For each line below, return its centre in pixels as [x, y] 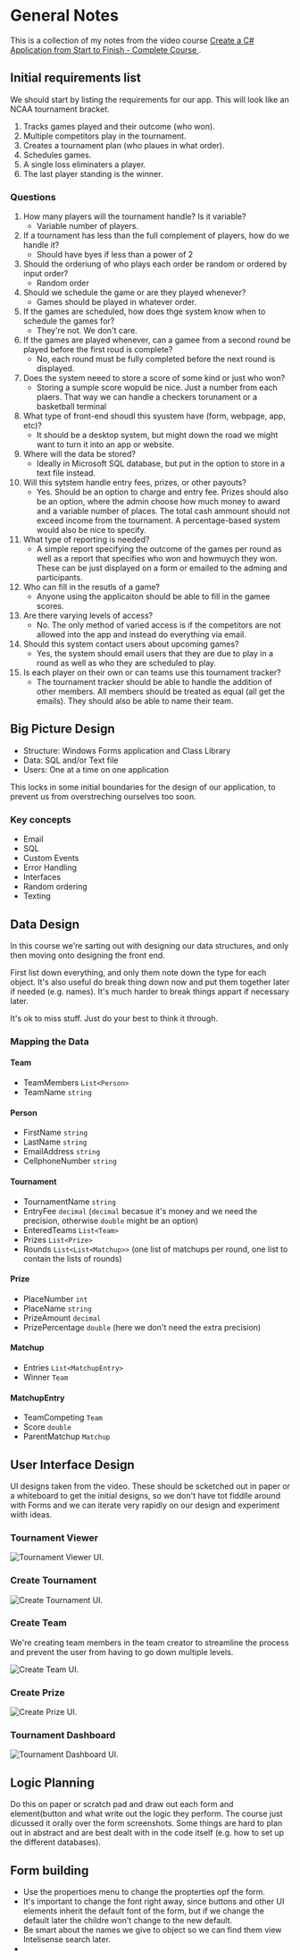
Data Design [45, 924]
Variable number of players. [87, 226]
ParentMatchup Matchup [67, 1437]
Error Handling [50, 867]
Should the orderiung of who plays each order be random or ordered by [155, 264]
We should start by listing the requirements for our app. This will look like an [150, 99]
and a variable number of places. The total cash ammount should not [163, 511]
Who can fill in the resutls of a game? [91, 587]
